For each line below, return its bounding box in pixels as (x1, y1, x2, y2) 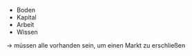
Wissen (16, 28, 39, 36)
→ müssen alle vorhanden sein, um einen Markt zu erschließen (6, 41, 186, 49)
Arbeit (16, 21, 35, 28)
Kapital (16, 13, 37, 21)
